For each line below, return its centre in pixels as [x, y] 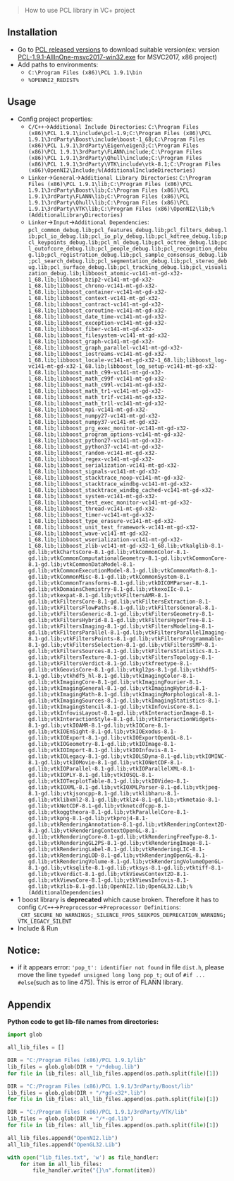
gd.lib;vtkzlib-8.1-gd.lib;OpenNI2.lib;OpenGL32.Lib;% [110, 886]
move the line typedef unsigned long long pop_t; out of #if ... [111, 975]
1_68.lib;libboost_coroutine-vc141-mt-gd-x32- [98, 311]
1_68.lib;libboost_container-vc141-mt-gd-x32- [98, 292]
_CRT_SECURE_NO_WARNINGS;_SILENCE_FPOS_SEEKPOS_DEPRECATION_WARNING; [122, 915]
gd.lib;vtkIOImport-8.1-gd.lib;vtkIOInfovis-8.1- [103, 750]
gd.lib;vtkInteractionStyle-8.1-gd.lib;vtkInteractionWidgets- [123, 719]
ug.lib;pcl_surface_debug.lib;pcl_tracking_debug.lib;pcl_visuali [128, 267]
